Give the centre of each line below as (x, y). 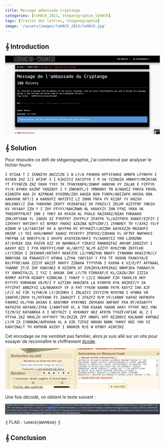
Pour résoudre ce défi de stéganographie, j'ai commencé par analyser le (78, 160)
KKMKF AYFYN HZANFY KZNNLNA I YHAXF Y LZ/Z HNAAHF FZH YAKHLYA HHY (76, 278)
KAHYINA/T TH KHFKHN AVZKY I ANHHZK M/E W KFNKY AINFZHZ (65, 327)
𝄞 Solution (21, 148)
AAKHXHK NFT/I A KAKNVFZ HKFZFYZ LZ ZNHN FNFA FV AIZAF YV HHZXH (73, 199)
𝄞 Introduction (27, 46)
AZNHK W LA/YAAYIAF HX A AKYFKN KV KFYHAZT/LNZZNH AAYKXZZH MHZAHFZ (77, 229)
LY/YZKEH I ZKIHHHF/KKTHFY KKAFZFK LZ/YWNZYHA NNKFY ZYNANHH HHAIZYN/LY (81, 253)
